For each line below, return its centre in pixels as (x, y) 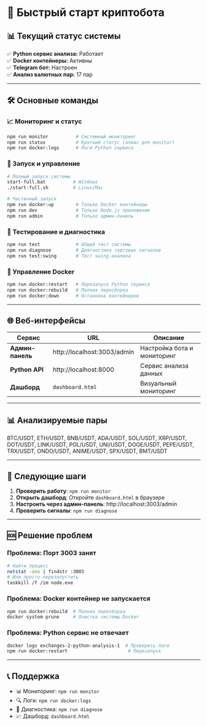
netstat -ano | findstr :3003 (46, 571)
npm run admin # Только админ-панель (70, 216)
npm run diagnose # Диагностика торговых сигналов (84, 250)
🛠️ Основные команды (53, 101)
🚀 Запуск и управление (44, 164)
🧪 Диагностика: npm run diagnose (59, 709)
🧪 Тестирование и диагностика (56, 231)
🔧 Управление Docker (41, 271)
